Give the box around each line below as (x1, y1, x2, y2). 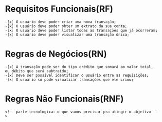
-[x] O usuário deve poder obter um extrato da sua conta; (5, 23, 127, 29)
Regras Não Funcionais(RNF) (5, 93, 124, 105)
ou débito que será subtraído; (5, 69, 69, 73)
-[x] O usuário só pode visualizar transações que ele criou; (5, 77, 134, 82)
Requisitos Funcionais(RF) (5, 3, 113, 15)
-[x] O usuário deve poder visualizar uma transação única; (5, 32, 130, 37)
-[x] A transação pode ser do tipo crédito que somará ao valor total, (5, 64, 153, 69)
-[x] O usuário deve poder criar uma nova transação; (5, 19, 117, 24)
